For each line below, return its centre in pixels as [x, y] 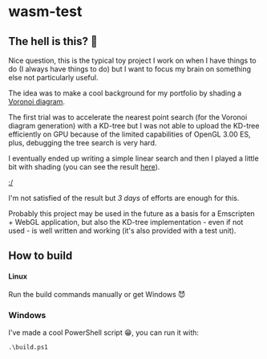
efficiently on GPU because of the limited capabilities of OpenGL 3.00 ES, [129, 134]
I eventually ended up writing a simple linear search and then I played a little [133, 158]
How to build [40, 256]
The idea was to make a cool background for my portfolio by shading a [125, 93]
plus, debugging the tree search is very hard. [83, 143]
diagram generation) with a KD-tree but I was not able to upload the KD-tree [134, 126]
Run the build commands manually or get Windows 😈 [97, 294]
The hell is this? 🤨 [53, 41]
